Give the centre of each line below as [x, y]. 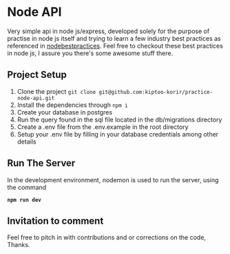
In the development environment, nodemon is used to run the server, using [113, 179]
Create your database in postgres [64, 112]
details [27, 141]
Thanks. [19, 245]
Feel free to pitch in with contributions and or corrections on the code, [107, 237]
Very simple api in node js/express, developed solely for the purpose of [108, 31]
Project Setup [37, 75]
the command [27, 187]
